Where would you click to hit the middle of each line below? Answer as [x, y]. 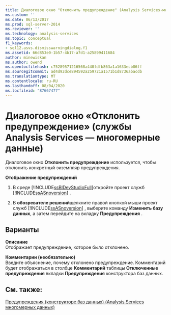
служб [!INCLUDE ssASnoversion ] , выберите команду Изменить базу [88, 208]
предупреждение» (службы [68, 127]
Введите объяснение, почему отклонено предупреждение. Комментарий [85, 262]
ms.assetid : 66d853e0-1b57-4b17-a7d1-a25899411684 [60, 52]
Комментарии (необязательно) [40, 257]
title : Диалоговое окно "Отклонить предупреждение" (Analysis [73, 10]
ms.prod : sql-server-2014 [33, 24]
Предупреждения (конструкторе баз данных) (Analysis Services [75, 302]
